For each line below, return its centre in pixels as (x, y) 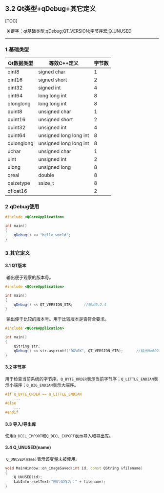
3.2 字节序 (15, 367)
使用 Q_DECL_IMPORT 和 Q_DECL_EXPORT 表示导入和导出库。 (59, 436)
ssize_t (46, 183)
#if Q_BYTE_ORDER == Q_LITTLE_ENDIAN (43, 394)
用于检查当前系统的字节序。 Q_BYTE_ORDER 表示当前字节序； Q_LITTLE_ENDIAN (80, 379)
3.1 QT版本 (16, 266)
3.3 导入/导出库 (20, 424)
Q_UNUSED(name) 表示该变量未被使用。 (43, 459)
